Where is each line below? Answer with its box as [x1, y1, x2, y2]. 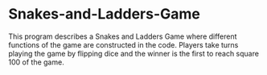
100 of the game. [8, 57, 64, 67]
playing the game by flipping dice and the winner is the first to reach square [8, 48, 260, 58]
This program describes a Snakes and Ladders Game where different [8, 31, 237, 41]
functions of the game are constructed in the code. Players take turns [8, 40, 239, 49]
